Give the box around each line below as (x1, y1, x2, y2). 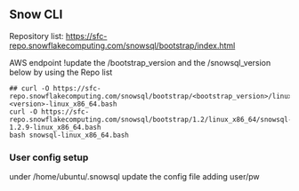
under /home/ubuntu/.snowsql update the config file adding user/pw (9, 171, 260, 182)
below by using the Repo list (9, 67, 113, 77)
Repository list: (9, 30, 64, 41)
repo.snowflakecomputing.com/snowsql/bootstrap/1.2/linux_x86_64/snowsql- (9, 115, 293, 123)
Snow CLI (9, 7, 63, 22)
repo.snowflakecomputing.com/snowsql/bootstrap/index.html (9, 40, 236, 51)
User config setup (9, 151, 89, 163)
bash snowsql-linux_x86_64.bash (9, 131, 129, 139)
